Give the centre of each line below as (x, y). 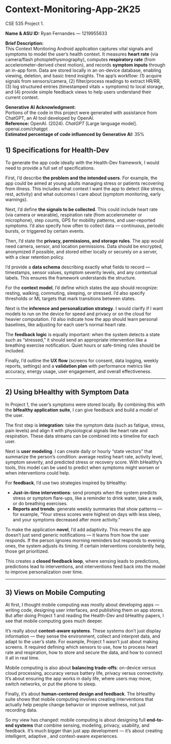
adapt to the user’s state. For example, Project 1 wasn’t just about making (82, 642)
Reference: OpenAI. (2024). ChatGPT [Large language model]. (71, 123)
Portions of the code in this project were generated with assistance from (81, 113)
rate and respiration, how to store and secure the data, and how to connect (84, 652)
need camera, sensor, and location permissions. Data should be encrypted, (84, 246)
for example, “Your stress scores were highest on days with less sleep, (87, 514)
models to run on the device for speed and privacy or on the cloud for (78, 314)
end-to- (155, 720)
